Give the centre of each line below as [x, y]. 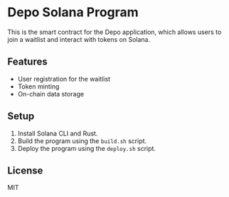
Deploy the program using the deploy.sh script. [87, 148]
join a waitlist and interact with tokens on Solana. [79, 39]
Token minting [38, 86]
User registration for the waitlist [64, 79]
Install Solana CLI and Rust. [58, 133]
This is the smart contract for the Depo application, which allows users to [114, 32]
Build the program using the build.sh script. [82, 141]
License [25, 170]
